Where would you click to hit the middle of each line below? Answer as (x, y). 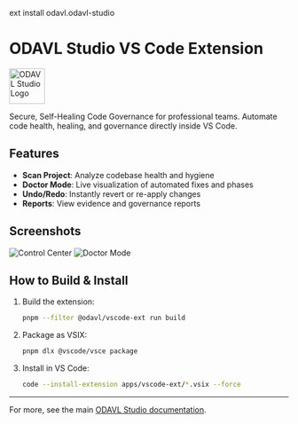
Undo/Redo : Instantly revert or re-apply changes (111, 193)
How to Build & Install (69, 280)
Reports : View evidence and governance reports (111, 203)
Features (34, 154)
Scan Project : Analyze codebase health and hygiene (118, 175)
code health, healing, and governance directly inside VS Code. (123, 126)
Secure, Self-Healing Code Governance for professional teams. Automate (143, 116)
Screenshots (45, 231)
